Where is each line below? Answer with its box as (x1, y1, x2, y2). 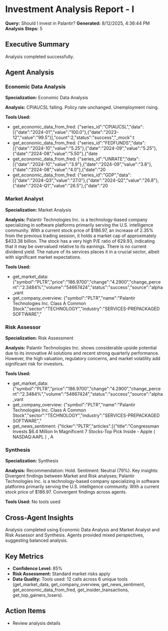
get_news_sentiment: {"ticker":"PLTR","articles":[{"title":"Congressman (12, 423, 159, 429)
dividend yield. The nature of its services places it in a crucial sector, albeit (5, 248, 159, 255)
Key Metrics (5, 552, 44, 560)
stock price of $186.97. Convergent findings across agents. (5, 489, 127, 495)
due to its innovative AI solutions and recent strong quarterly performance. (5, 350, 159, 356)
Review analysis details (12, 620, 61, 626)
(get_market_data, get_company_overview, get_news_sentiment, (12, 581, 145, 587)
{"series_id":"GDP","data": (77, 172, 132, 178)
